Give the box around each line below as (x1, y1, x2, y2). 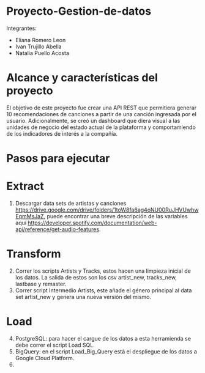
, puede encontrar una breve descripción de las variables (43, 213, 188, 220)
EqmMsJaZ (15, 213, 44, 220)
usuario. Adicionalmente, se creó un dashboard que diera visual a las (6, 117, 181, 124)
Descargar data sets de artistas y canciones (15, 200, 127, 207)
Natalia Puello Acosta (15, 49, 69, 56)
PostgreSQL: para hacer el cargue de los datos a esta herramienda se (15, 334, 192, 342)
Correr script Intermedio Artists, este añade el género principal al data (15, 286, 192, 294)
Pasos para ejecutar (6, 152, 110, 166)
